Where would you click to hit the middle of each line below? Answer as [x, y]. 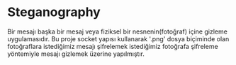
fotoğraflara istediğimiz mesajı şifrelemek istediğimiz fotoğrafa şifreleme [113, 46]
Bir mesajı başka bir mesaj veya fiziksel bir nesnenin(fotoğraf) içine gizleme [118, 31]
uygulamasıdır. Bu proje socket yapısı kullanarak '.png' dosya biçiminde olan [118, 38]
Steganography [54, 12]
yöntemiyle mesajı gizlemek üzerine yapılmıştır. [76, 54]
